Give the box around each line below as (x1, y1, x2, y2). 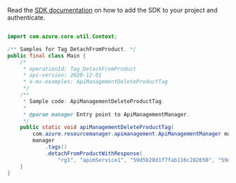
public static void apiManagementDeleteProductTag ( (20, 124, 174, 131)
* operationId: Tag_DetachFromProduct (22, 65, 137, 72)
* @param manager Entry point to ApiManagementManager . (22, 111, 190, 118)
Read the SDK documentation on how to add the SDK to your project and (7, 6, 218, 14)
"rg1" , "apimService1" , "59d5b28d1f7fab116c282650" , (57, 156, 216, 163)
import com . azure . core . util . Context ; (7, 33, 118, 40)
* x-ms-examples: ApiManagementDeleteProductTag (22, 79, 169, 86)
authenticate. (7, 13, 46, 22)
